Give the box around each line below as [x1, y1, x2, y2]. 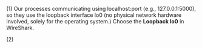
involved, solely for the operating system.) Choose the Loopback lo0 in [6, 18, 184, 25]
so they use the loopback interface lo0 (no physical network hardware [6, 11, 182, 19]
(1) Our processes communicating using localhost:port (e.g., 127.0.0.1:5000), [6, 5, 196, 12]
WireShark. [6, 24, 35, 31]
